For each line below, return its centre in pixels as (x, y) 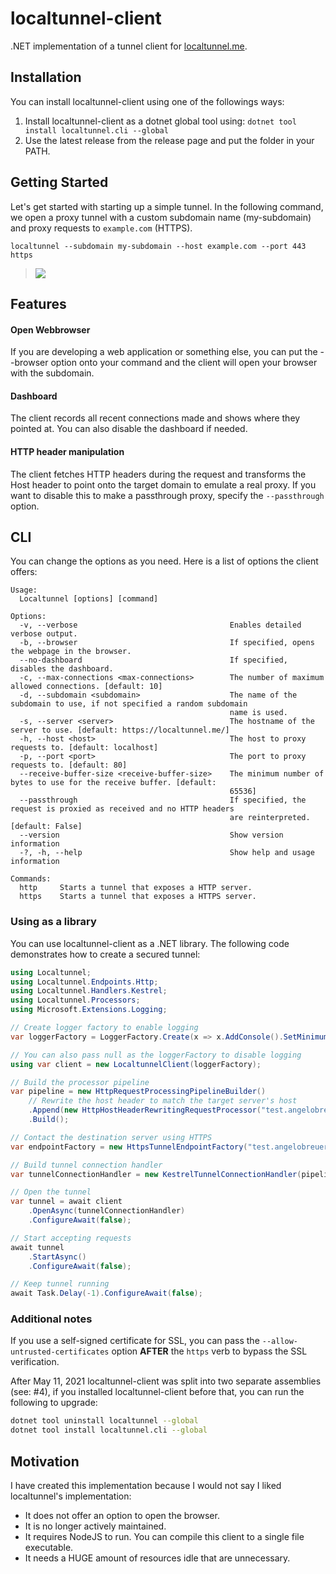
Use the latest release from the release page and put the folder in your (169, 140)
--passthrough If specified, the (163, 800)
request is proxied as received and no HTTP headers (122, 809)
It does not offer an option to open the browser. (122, 1516)
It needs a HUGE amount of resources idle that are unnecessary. (157, 1558)
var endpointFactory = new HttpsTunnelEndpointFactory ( (129, 1147)
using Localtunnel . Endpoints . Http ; (84, 982)
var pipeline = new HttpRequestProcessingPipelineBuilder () (138, 1092)
